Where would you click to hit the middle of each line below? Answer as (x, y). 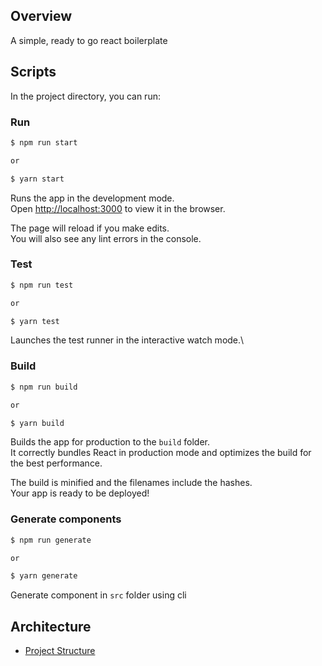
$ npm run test (42, 285)
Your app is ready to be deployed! (80, 493)
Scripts (33, 72)
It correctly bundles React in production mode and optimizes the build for (161, 453)
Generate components (66, 519)
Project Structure (60, 651)
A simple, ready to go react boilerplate (89, 40)
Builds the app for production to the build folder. (110, 442)
